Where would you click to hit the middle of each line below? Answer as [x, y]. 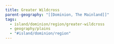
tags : [11, 19]
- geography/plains [30, 29]
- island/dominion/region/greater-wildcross [57, 24]
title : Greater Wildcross [32, 10]
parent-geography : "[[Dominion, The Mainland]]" [57, 15]
